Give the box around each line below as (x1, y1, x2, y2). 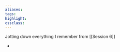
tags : (5, 12, 16, 16)
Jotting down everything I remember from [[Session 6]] (5, 34, 115, 39)
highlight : (5, 16, 27, 21)
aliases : (5, 7, 23, 12)
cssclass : (5, 20, 25, 26)
